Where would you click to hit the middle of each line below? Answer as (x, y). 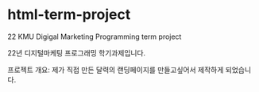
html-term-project (69, 15)
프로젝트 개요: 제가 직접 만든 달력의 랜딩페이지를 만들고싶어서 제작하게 (116, 70)
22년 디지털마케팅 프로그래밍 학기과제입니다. (77, 52)
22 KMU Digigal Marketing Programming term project (95, 36)
